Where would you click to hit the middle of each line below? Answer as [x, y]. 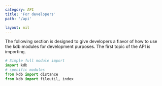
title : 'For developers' [31, 14]
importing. [16, 52]
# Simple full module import [35, 61]
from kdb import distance [32, 74]
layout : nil [17, 27]
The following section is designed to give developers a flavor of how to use [81, 42]
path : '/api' [18, 19]
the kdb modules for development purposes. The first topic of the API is [78, 46]
